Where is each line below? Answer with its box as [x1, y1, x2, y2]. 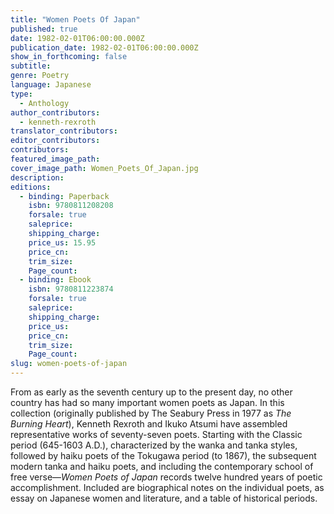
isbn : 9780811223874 [28, 284, 114, 295]
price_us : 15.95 [28, 237, 97, 248]
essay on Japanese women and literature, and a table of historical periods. [10, 492, 318, 504]
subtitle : [10, 61, 52, 71]
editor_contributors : [10, 136, 101, 146]
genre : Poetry [10, 71, 70, 81]
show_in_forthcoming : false [10, 52, 128, 62]
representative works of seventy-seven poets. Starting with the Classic [10, 429, 303, 440]
